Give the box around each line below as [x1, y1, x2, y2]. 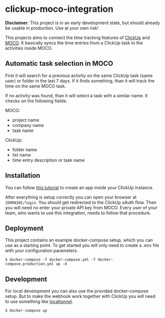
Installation [5, 171, 40, 180]
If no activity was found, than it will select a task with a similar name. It [5, 92, 148, 98]
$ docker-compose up [5, 308, 48, 313]
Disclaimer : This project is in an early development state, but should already [5, 20, 160, 26]
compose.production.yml [5, 262, 54, 267]
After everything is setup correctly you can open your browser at [5, 194, 137, 200]
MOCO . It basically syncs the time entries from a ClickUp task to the [5, 40, 143, 45]
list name [12, 152, 31, 158]
